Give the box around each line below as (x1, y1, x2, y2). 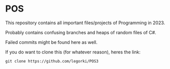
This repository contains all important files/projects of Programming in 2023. (5, 20, 165, 26)
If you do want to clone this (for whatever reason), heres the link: (5, 49, 141, 55)
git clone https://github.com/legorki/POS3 (5, 58, 99, 63)
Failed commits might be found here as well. (5, 39, 98, 45)
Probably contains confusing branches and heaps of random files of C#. (5, 29, 156, 35)
